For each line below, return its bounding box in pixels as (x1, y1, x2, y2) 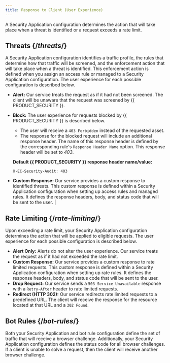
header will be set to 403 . (20, 149, 74, 155)
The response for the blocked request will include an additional (20, 133, 152, 139)
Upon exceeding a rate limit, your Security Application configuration (5, 227, 147, 234)
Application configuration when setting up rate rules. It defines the (12, 270, 152, 276)
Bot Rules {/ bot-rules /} (5, 317, 80, 325)
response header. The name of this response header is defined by (20, 138, 159, 145)
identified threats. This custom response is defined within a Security (12, 183, 156, 189)
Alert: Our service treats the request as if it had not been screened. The (12, 92, 163, 98)
